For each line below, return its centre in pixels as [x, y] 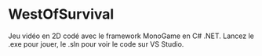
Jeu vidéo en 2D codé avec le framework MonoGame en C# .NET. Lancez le [131, 36]
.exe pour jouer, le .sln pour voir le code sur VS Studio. [96, 44]
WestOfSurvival [61, 14]
